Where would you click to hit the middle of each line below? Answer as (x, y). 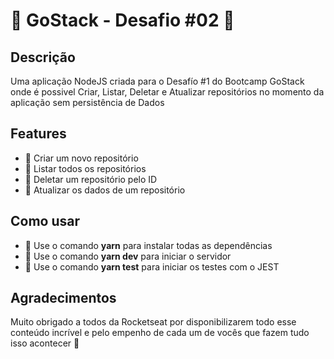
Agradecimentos (63, 298)
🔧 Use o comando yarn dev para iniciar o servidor (128, 256)
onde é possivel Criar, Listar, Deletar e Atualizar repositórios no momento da (167, 92)
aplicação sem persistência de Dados (87, 102)
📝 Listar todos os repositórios (85, 168)
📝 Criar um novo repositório (81, 158)
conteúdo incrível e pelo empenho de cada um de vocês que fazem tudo (160, 333)
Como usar (45, 221)
